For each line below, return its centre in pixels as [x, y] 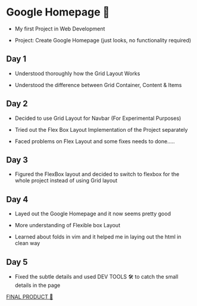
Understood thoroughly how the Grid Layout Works [77, 73]
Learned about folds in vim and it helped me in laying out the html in [98, 237]
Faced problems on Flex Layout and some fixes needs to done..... [95, 141]
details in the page [37, 285]
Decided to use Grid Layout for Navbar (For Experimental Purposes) [98, 118]
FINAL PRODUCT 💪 [30, 297]
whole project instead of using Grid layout [66, 181]
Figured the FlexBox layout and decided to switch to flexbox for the [97, 174]
